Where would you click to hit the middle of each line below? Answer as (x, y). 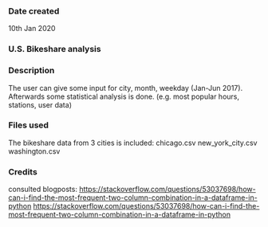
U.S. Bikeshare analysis (55, 49)
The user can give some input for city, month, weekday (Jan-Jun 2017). (126, 88)
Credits (23, 171)
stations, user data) (40, 104)
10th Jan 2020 (32, 29)
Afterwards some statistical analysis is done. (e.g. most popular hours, (124, 96)
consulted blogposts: (43, 190)
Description (32, 71)
